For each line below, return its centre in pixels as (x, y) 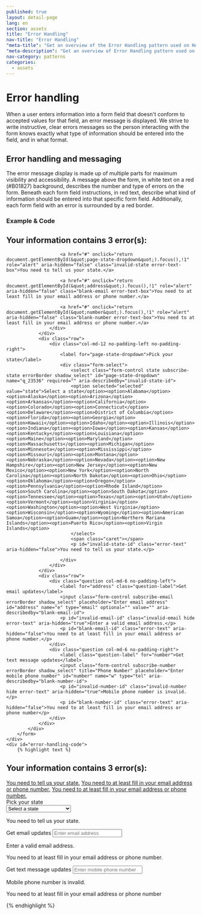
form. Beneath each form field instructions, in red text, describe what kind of (101, 193)
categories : (21, 62)
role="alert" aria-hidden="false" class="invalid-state (78, 265)
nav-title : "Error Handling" (43, 40)
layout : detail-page (32, 17)
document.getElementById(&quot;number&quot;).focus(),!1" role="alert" (98, 312)
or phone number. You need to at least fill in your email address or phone (96, 789)
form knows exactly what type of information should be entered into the (95, 134)
